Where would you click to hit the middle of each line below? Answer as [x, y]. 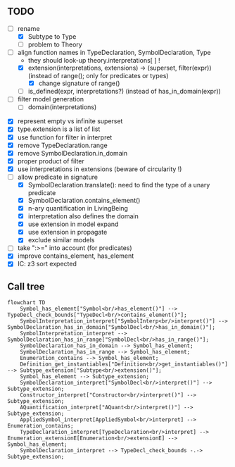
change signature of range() [79, 83]
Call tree [26, 286]
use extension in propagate [68, 232]
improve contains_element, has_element [76, 256]
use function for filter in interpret [65, 137]
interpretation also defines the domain [83, 216]
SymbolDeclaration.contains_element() [84, 200]
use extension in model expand [73, 224]
